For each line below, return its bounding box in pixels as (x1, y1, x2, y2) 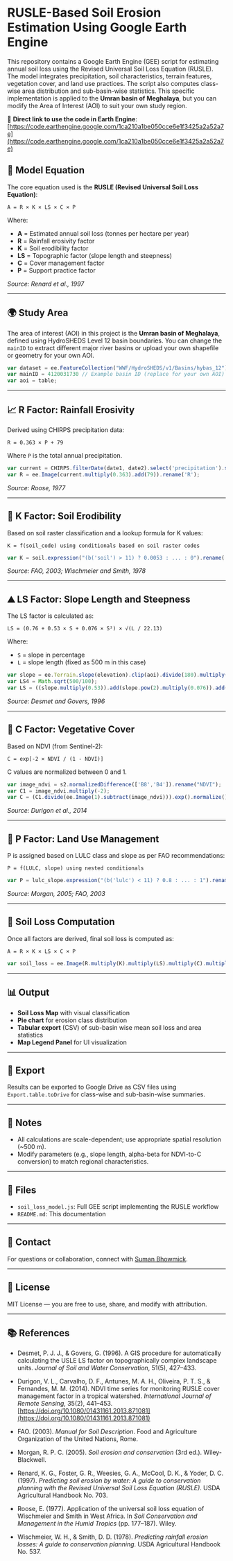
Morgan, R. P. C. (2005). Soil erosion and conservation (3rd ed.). (17, 1448, 202, 1457)
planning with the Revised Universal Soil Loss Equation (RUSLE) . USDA (17, 1484, 221, 1492)
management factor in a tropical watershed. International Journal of (17, 1392, 212, 1400)
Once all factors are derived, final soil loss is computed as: (7, 934, 175, 942)
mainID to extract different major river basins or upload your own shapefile (7, 343, 219, 352)
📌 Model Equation (7, 164, 85, 176)
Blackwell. (17, 1456, 47, 1464)
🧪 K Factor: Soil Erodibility (7, 510, 121, 522)
